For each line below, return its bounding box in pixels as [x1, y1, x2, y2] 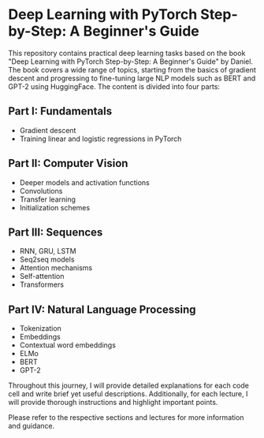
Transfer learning [19, 195, 76, 204]
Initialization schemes [19, 202, 91, 212]
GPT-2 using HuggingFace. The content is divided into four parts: [8, 81, 221, 91]
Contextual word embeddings [19, 340, 117, 350]
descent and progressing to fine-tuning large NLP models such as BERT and [8, 73, 256, 83]
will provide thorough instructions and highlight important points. [8, 398, 218, 407]
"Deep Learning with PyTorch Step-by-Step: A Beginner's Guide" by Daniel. [8, 57, 254, 66]
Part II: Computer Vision [8, 157, 128, 170]
